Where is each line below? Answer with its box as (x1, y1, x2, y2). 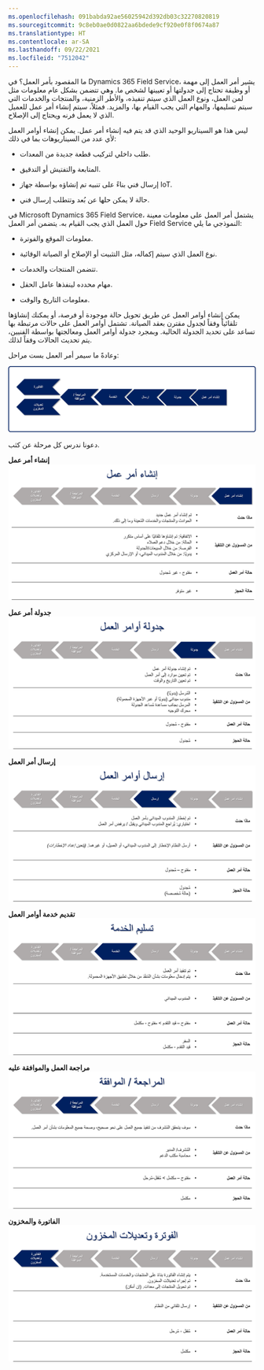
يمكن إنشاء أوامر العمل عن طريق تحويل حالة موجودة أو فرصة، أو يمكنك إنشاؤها (8, 310, 240, 319)
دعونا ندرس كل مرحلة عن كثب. (8, 439, 100, 449)
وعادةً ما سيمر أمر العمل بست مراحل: (8, 350, 119, 360)
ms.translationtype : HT (8, 29, 86, 37)
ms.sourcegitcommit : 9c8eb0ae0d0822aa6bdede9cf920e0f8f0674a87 (8, 20, 220, 29)
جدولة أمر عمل (8, 607, 52, 617)
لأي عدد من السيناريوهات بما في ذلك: (8, 134, 116, 143)
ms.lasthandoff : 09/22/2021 (8, 46, 101, 54)
